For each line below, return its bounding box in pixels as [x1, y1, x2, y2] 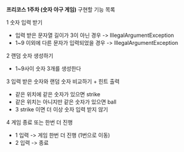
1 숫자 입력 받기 [6, 19, 43, 26]
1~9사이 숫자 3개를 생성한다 [15, 65, 81, 72]
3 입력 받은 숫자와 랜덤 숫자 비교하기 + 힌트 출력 [6, 78, 120, 85]
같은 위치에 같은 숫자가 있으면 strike [15, 91, 101, 97]
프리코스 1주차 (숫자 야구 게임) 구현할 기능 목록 [6, 6, 115, 13]
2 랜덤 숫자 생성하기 [6, 52, 53, 59]
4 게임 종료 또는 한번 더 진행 [6, 119, 73, 126]
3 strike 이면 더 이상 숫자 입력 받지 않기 [15, 106, 108, 113]
